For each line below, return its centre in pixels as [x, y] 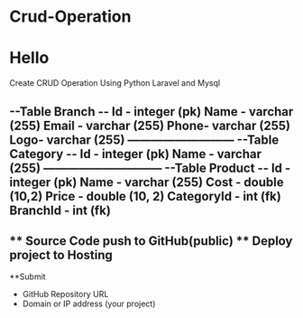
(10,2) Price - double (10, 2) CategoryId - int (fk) [145, 196]
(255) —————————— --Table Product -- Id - [150, 168]
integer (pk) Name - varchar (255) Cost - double [147, 182]
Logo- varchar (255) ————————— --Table [144, 140]
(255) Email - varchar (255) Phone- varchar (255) [150, 125]
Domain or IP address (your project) [89, 304]
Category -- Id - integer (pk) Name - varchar [135, 154]
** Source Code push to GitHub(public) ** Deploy [151, 241]
